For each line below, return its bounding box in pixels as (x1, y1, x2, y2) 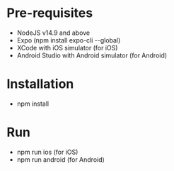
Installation (6, 76, 74, 92)
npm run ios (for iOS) (16, 148, 79, 156)
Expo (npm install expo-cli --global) (16, 35, 121, 44)
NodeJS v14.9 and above (16, 28, 91, 37)
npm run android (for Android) (16, 155, 105, 164)
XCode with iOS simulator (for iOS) (16, 43, 118, 52)
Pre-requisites (6, 5, 93, 21)
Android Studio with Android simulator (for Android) (16, 51, 168, 60)
